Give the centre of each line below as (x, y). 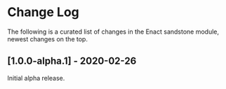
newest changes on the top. (47, 39)
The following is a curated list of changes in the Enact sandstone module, (113, 32)
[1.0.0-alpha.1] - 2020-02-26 (72, 61)
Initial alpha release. (36, 78)
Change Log (43, 12)
